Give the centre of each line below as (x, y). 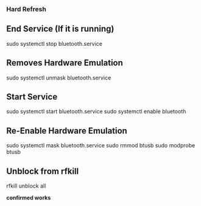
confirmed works (29, 197)
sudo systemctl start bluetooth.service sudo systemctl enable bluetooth (96, 111)
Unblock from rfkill (43, 171)
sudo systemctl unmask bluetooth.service (59, 78)
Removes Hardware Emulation (65, 63)
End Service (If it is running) (60, 29)
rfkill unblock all (26, 186)
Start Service (32, 97)
